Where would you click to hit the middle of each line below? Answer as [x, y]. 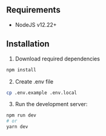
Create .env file [34, 81]
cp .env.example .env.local [42, 93]
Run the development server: [51, 104]
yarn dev [17, 127]
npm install [21, 70]
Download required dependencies [57, 59]
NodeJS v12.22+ [36, 24]
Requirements [33, 10]
